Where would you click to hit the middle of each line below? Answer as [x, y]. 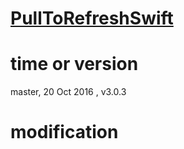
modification [64, 132]
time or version [74, 64]
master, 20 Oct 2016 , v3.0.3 [68, 92]
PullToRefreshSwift [92, 18]
